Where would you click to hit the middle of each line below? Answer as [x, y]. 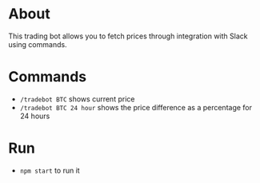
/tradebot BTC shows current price [77, 99]
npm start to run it [50, 170]
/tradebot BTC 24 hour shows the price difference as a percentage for [136, 107]
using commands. [38, 44]
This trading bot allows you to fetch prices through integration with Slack [128, 36]
